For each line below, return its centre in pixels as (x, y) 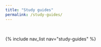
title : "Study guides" (29, 10)
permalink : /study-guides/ (34, 15)
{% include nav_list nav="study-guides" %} (51, 39)
